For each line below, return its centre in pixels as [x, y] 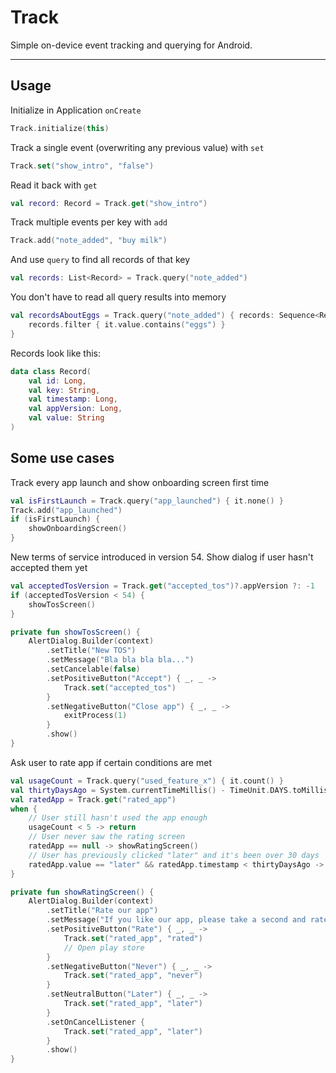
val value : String [66, 418]
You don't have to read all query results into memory [118, 297]
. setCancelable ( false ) [93, 669]
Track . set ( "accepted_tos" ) [120, 687]
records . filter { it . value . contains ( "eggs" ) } [127, 325]
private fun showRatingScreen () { [82, 892]
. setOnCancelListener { [95, 1022]
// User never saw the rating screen [107, 837]
